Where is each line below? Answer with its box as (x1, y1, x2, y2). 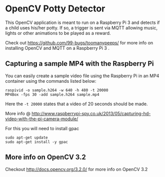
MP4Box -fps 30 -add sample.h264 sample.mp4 (5, 92, 99, 97)
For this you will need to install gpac (5, 125, 79, 131)
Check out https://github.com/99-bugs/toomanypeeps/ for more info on (5, 39, 153, 45)
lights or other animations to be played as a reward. (5, 30, 111, 36)
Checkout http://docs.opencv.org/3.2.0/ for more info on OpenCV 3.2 (5, 166, 148, 172)
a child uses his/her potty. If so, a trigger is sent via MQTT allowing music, (5, 24, 158, 30)
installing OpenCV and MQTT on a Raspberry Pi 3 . (5, 45, 110, 51)
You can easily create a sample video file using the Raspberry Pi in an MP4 (5, 73, 159, 79)
